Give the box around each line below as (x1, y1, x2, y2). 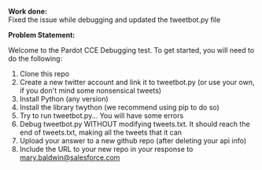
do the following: (8, 54, 63, 63)
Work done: (8, 7, 47, 16)
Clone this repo (19, 69, 69, 78)
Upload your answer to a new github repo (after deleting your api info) (19, 136, 247, 145)
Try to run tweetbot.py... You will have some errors (19, 111, 184, 120)
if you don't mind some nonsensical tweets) (19, 86, 162, 95)
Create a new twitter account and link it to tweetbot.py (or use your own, (19, 78, 255, 87)
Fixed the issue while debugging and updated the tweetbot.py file (8, 15, 221, 24)
